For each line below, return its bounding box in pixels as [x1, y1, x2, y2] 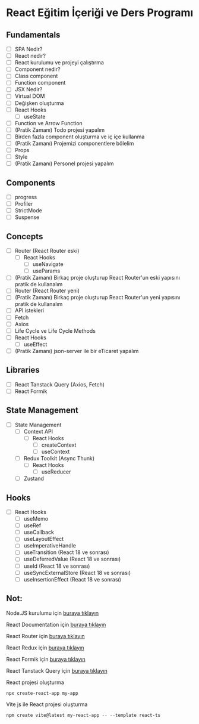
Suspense [14, 214, 40, 221]
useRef [23, 522, 42, 529]
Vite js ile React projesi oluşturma [6, 701, 88, 708]
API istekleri [14, 307, 45, 314]
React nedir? [14, 52, 46, 60]
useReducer [41, 468, 71, 475]
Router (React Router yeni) [14, 287, 80, 295]
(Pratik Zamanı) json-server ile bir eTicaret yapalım [14, 347, 139, 354]
